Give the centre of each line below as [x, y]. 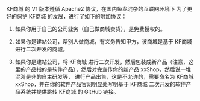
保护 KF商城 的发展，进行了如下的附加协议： [72, 16]
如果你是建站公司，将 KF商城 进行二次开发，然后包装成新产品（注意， [102, 62]
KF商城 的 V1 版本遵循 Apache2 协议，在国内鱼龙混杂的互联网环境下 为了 [97, 9]
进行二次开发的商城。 [41, 49]
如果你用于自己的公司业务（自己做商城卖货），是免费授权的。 [90, 29]
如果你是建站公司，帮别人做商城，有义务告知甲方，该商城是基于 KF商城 [104, 42]
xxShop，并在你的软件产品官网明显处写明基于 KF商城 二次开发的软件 [100, 84]
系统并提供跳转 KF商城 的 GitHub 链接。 [70, 92]
